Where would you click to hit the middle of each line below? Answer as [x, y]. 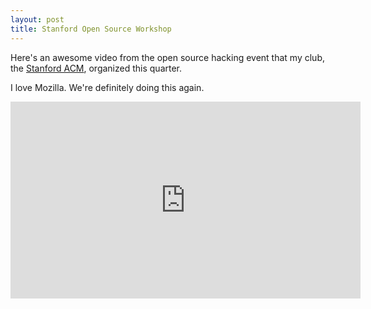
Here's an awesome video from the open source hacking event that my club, [167, 57]
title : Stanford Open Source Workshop [91, 29]
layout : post [37, 19]
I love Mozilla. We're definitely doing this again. [107, 87]
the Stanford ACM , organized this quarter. [96, 68]
